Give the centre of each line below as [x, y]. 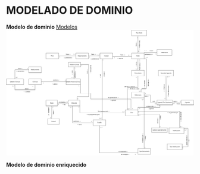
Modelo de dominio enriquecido [46, 165]
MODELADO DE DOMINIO [70, 10]
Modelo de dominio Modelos [42, 27]
